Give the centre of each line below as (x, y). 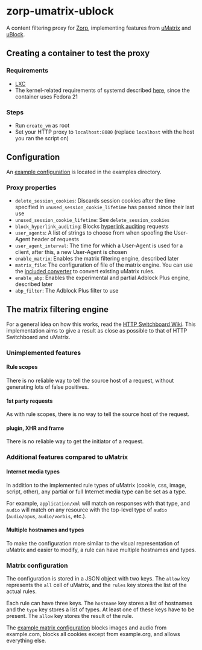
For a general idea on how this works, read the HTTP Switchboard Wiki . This (101, 324)
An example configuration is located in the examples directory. (84, 172)
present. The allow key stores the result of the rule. (70, 616)
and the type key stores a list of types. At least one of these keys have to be (100, 609)
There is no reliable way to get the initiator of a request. (75, 441)
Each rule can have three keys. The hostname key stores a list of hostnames (99, 603)
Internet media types (33, 471)
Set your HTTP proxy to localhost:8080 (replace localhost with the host (105, 132)
